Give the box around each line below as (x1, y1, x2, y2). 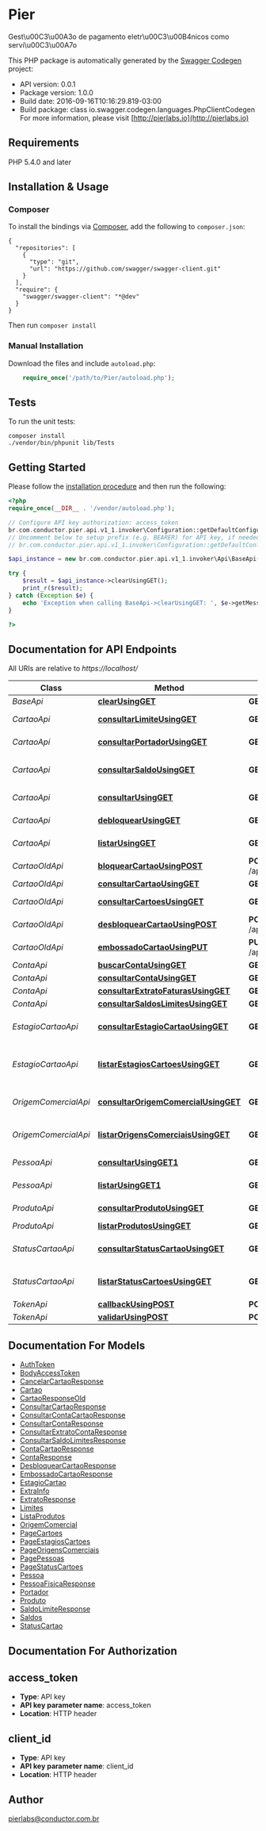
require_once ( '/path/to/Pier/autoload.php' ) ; (22, 374, 176, 382)
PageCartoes (19, 1529, 63, 1538)
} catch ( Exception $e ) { (8, 591, 93, 600)
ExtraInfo (19, 1486, 50, 1496)
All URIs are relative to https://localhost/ (8, 664, 139, 674)
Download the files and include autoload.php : (8, 359, 156, 368)
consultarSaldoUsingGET (97, 764, 196, 775)
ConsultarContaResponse (19, 1418, 104, 1429)
